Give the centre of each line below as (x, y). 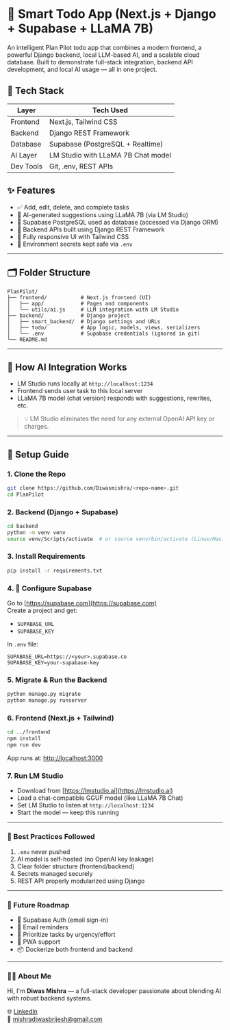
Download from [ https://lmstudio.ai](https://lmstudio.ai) (95, 791)
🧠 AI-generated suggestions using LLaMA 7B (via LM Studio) (103, 214)
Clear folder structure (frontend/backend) (76, 866)
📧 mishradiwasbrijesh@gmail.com (55, 1019)
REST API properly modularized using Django (81, 881)
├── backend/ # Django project (68, 316)
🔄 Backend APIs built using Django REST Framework (91, 229)
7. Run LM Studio (35, 775)
